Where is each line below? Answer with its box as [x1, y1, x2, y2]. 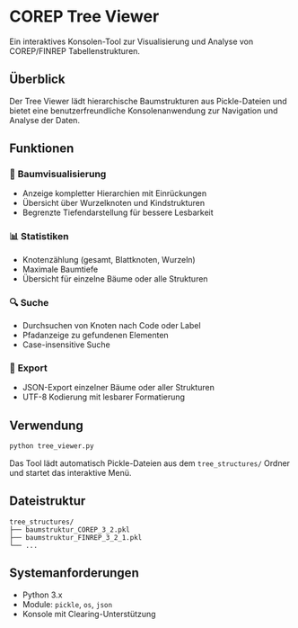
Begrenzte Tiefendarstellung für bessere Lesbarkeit [22, 207, 214, 218]
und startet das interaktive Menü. [9, 468, 132, 479]
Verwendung [9, 417, 83, 433]
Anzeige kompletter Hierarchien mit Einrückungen [22, 188, 207, 199]
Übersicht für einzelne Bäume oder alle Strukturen [22, 273, 208, 284]
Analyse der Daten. [9, 114, 81, 125]
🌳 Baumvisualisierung [9, 168, 107, 181]
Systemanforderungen [9, 565, 139, 581]
